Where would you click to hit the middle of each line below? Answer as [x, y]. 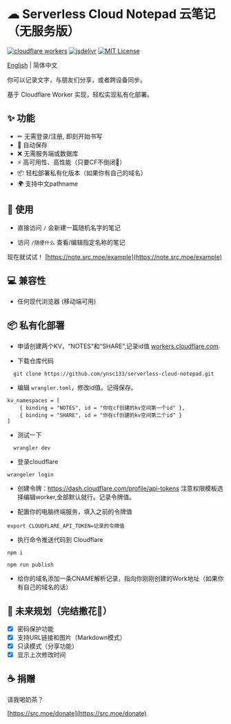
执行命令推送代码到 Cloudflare [60, 540]
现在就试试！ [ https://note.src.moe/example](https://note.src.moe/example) [115, 257]
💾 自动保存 [32, 145]
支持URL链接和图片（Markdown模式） [71, 638]
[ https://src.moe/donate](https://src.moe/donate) [77, 714]
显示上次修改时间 [41, 655]
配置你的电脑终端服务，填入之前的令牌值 [74, 512]
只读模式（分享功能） [47, 646]
